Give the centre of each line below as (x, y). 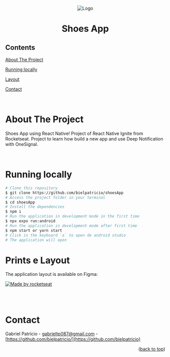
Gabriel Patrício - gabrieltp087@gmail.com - (52, 334)
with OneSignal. (22, 144)
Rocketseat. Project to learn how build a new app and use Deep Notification (84, 138)
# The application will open (36, 240)
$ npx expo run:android (30, 221)
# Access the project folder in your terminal (55, 197)
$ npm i (13, 212)
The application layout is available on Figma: (52, 274)
